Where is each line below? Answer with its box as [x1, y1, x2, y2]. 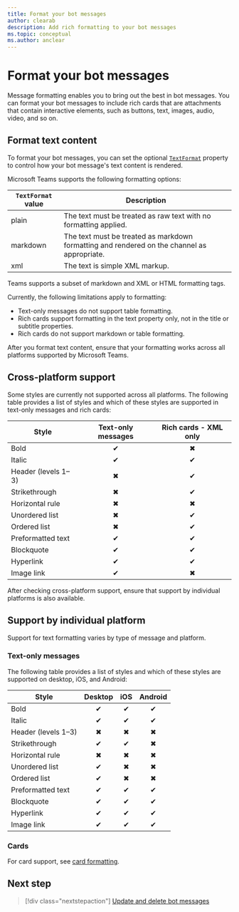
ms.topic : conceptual [7, 30, 72, 38]
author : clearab [7, 17, 55, 24]
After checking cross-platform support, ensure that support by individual [7, 586, 221, 595]
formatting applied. [63, 219, 127, 229]
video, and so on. [7, 114, 58, 123]
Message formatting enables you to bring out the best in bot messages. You [7, 91, 230, 100]
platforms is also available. [7, 594, 85, 602]
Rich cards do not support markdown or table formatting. [17, 329, 185, 338]
